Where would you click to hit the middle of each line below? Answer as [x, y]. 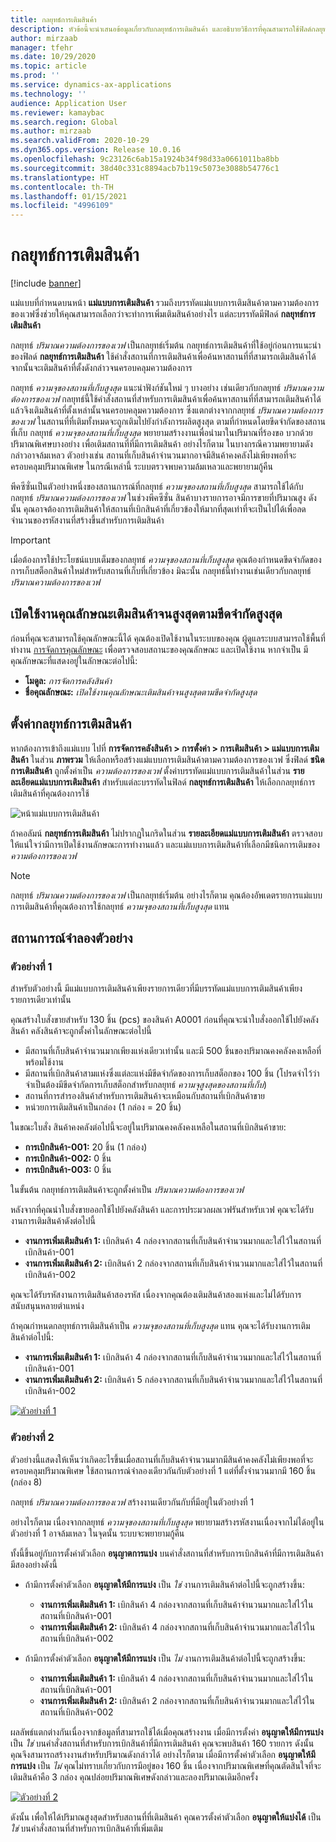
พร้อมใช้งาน [44, 1062]
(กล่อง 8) [26, 1482]
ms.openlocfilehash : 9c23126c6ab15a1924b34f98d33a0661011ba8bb [145, 159]
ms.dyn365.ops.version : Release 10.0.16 [96, 150]
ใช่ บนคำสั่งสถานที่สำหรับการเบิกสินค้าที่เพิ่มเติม [86, 1828]
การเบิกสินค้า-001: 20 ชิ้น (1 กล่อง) [86, 1147]
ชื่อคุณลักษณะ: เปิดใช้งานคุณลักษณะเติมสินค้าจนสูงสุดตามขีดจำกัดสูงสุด [141, 692]
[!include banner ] [46, 283]
